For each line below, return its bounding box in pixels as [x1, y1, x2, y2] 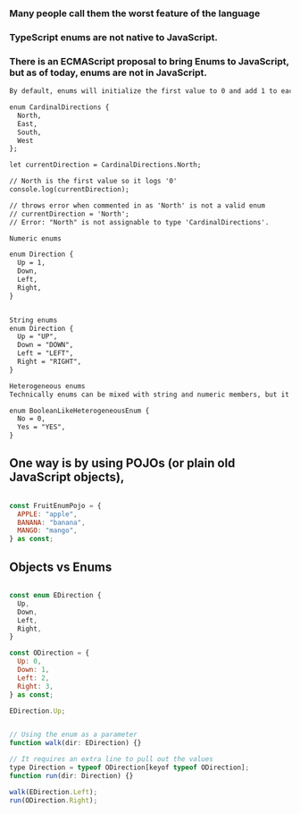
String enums [9, 316, 58, 325]
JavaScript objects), [9, 470, 125, 485]
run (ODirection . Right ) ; [9, 795, 98, 805]
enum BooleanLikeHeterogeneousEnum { [9, 406, 150, 415]
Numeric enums [9, 233, 62, 243]
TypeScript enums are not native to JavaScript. [9, 30, 219, 43]
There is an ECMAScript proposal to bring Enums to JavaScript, [9, 55, 289, 67]
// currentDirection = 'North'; [9, 209, 129, 218]
